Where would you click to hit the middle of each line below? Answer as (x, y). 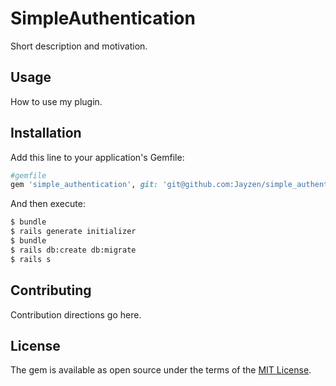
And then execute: (48, 204)
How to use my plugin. (56, 101)
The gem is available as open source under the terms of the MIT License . (161, 370)
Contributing (51, 290)
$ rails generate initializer (73, 232)
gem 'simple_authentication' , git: (84, 185)
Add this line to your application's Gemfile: (97, 157)
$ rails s (31, 259)
